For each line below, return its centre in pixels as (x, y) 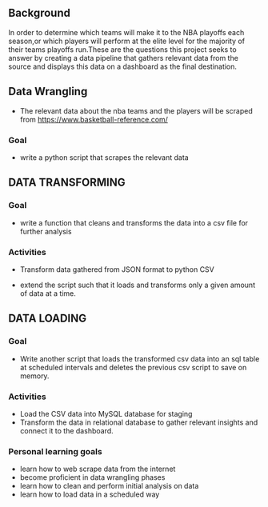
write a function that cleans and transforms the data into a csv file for (134, 222)
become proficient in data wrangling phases (92, 477)
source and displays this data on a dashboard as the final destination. (123, 66)
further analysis (46, 231)
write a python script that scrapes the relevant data (104, 157)
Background (39, 13)
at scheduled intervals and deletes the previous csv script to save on (133, 367)
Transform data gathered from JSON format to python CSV (117, 269)
